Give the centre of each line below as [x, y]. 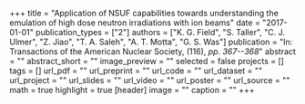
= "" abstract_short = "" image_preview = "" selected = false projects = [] [147, 61]
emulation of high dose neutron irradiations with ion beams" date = [135, 23]
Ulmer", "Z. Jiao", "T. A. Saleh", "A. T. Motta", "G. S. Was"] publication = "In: [151, 42]
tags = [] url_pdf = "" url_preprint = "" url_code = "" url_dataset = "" [136, 71]
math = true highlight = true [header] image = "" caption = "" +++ [132, 90]
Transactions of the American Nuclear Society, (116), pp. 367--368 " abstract [152, 52]
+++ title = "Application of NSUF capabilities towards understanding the [144, 13]
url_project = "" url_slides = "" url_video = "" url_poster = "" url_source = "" [150, 80]
